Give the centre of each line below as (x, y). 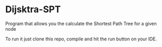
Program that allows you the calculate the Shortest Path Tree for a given (81, 24)
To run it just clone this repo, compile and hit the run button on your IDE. (81, 39)
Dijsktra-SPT (33, 9)
